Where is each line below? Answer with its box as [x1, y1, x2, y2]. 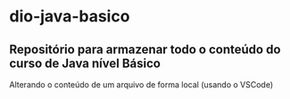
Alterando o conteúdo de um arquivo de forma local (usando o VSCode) [9, 79, 274, 90]
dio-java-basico [9, 6, 130, 27]
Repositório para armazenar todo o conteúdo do [9, 42, 281, 57]
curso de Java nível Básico [9, 55, 161, 70]
